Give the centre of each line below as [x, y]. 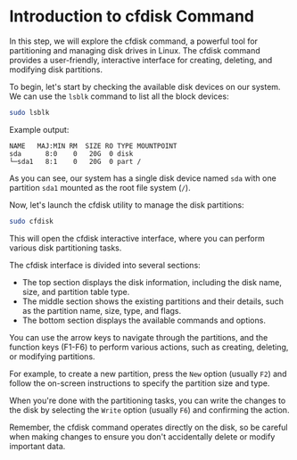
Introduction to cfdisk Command [132, 16]
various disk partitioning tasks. [66, 248]
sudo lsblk [29, 112]
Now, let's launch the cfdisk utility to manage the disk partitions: [127, 205]
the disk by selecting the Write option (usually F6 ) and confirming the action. [149, 410]
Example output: [39, 129]
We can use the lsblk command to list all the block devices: [119, 96]
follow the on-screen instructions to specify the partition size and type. [140, 383]
